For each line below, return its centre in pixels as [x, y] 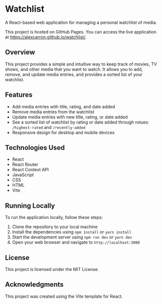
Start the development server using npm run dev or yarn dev [72, 237]
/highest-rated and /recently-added [49, 127]
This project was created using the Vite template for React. [64, 296]
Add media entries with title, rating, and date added [63, 107]
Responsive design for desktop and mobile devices [63, 132]
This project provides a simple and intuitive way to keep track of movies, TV [81, 64]
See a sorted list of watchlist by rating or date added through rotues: [81, 122]
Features [19, 95]
